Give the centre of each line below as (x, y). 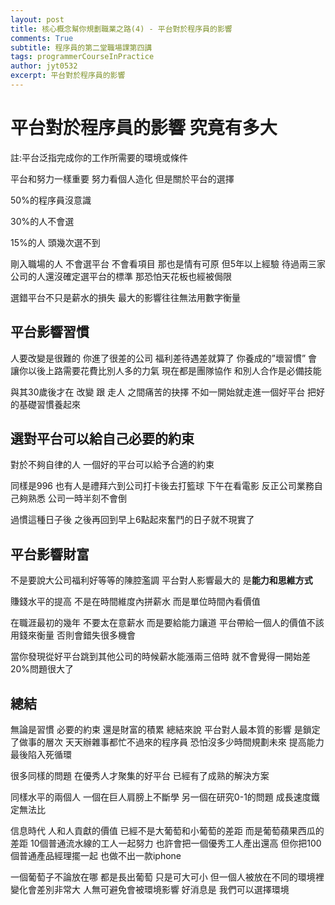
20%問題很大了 (42, 669)
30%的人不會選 (42, 221)
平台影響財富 (50, 554)
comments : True (42, 38)
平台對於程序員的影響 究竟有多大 (144, 128)
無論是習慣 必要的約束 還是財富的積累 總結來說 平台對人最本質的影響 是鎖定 (165, 730)
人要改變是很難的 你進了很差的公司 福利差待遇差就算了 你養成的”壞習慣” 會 (164, 358)
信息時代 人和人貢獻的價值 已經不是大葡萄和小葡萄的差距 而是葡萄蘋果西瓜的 (167, 831)
